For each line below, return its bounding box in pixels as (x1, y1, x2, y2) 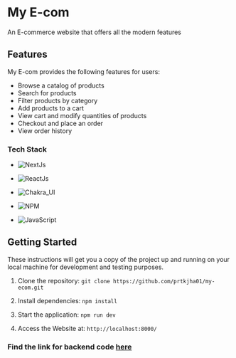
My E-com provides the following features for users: (7, 67, 160, 75)
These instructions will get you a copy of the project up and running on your (7, 255, 230, 263)
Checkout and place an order (17, 119, 104, 127)
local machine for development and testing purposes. (7, 263, 164, 271)
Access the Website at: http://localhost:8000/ (17, 324, 158, 332)
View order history (17, 126, 73, 135)
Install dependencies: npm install (17, 296, 117, 305)
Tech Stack (7, 144, 48, 154)
